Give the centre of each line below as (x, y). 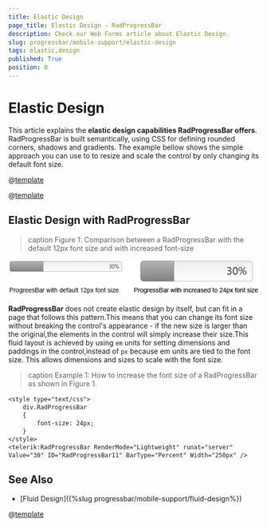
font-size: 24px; (65, 423)
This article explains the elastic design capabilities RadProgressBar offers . (133, 130)
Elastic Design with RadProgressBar (99, 220)
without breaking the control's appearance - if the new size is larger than (128, 325)
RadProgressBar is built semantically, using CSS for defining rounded (122, 138)
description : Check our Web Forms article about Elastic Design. (119, 34)
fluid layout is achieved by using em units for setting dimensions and (119, 342)
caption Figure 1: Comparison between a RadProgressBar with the (136, 239)
